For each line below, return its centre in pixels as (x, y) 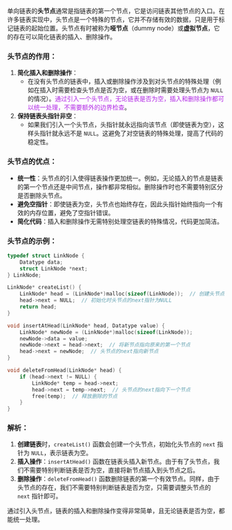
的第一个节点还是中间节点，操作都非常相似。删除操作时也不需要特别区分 (120, 187)
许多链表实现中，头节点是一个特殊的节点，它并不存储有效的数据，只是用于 (113, 19)
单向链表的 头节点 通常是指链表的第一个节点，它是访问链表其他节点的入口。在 (116, 11)
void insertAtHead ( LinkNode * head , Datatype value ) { (86, 326)
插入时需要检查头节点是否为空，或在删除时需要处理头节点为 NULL (132, 90)
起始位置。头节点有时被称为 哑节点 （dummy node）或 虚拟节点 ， (122, 28)
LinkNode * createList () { (44, 287)
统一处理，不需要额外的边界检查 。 (82, 107)
